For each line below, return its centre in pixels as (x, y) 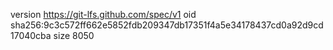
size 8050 (74, 35)
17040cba (31, 35)
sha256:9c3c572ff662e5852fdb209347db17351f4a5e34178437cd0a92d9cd (167, 25)
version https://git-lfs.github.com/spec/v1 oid (103, 14)
